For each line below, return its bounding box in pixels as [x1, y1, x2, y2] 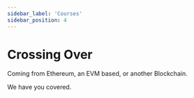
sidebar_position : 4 [7, 17, 68, 24]
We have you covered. [7, 83, 72, 91]
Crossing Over [7, 47, 93, 63]
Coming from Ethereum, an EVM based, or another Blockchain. [7, 70, 188, 78]
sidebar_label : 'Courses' [7, 10, 82, 17]
